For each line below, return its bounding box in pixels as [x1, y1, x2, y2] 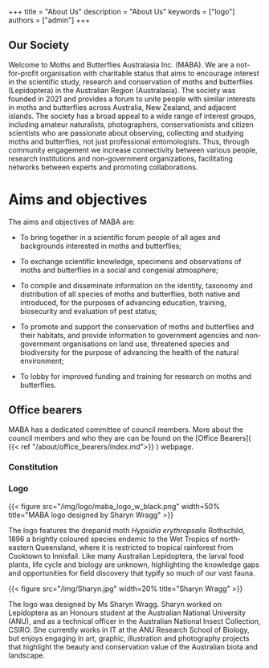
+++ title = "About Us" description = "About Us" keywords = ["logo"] [8, 7, 235, 16]
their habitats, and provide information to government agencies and [19, 330, 243, 340]
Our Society [8, 39, 70, 52]
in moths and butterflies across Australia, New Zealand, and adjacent [8, 102, 237, 112]
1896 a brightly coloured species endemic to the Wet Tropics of [8, 534, 218, 544]
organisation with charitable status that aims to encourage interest [39, 68, 259, 78]
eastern [8, 542, 34, 552]
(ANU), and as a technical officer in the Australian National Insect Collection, [8, 616, 261, 625]
